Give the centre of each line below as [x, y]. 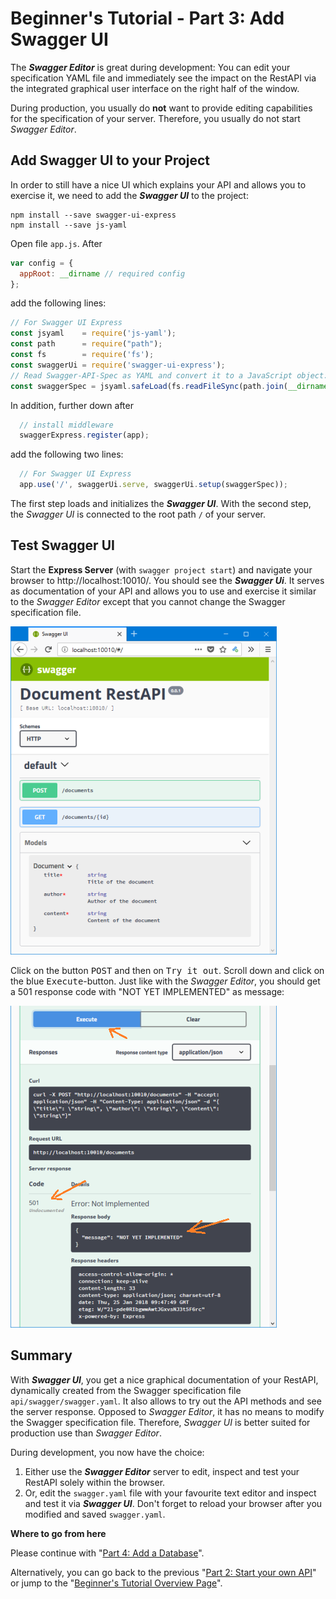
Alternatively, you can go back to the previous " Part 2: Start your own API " [163, 1572]
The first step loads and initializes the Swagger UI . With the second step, [161, 503]
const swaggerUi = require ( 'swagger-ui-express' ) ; [118, 365]
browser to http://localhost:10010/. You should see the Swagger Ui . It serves [167, 580]
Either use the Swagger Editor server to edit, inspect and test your [162, 1471]
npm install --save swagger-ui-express [93, 215]
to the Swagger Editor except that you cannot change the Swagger [148, 601]
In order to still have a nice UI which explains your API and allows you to [158, 184]
